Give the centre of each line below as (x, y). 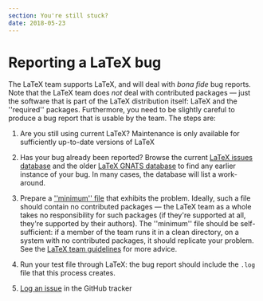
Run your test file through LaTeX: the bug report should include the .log (137, 264)
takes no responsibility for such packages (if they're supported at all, (133, 215)
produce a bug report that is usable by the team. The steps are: (112, 118)
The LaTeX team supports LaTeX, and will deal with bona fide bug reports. (130, 84)
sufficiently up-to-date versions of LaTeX (87, 142)
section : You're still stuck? (59, 16)
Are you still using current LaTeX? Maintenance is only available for (130, 134)
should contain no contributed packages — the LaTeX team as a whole (135, 207)
